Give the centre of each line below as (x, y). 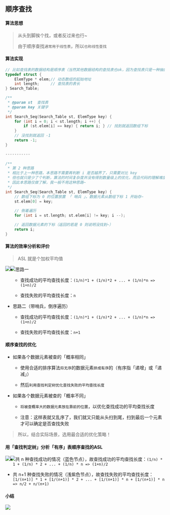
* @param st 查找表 (28, 103)
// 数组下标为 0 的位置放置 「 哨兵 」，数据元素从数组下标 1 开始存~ (79, 197)
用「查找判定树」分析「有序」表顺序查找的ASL (54, 447)
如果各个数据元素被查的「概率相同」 (50, 357)
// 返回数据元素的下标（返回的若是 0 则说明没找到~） (64, 225)
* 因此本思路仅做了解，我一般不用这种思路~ (47, 183)
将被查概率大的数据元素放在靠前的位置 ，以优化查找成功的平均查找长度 (87, 407)
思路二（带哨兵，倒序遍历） (41, 306)
